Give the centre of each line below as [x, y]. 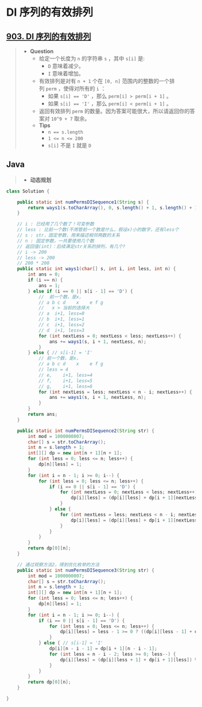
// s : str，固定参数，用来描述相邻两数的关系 [69, 235]
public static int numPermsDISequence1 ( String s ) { [83, 202]
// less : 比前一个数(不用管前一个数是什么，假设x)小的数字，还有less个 [98, 230]
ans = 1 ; [49, 286]
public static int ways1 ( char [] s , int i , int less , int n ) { [96, 269]
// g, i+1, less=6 [66, 386]
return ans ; [43, 415]
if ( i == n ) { [45, 280]
